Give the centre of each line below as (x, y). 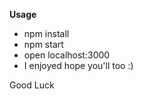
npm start (43, 44)
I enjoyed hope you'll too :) (78, 65)
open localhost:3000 (67, 55)
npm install (46, 33)
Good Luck (32, 85)
